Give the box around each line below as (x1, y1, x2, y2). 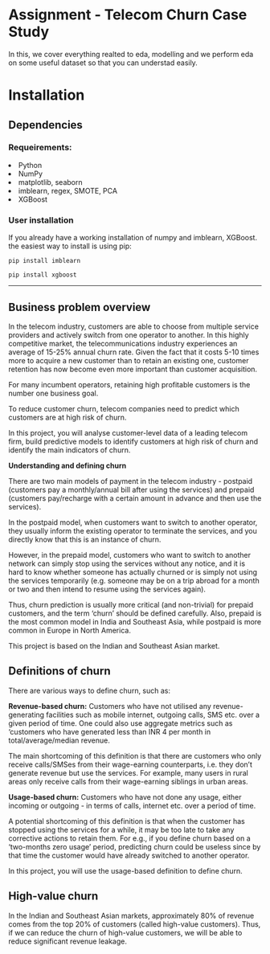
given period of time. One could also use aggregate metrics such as (8, 718, 233, 728)
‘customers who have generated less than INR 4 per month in (8, 727, 211, 736)
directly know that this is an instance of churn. (8, 534, 162, 544)
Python (18, 160, 43, 170)
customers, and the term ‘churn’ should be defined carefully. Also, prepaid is (8, 608, 262, 618)
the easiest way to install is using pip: (8, 241, 133, 251)
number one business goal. (8, 388, 99, 398)
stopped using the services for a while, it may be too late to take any (8, 825, 235, 834)
